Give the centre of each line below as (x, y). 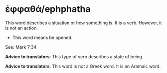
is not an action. (22, 28)
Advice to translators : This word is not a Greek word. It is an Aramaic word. (83, 66)
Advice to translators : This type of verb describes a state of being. (74, 56)
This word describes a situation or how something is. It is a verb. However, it (83, 23)
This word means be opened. (42, 37)
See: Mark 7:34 (21, 47)
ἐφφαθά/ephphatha (48, 9)
